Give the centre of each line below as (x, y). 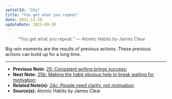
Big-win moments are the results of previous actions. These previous (78, 49)
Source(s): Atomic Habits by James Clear (57, 91)
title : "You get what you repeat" (42, 15)
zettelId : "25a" (23, 10)
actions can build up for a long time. (43, 54)
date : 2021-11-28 (24, 19)
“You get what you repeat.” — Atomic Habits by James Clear (81, 39)
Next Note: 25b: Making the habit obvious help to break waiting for (83, 74)
